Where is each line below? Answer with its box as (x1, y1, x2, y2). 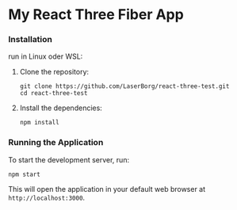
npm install (19, 119, 59, 127)
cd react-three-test (19, 90, 88, 97)
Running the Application (8, 137, 104, 148)
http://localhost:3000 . (8, 193, 86, 202)
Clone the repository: (19, 67, 90, 77)
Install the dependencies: (19, 103, 103, 113)
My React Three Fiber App (8, 6, 184, 24)
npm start (8, 170, 41, 178)
